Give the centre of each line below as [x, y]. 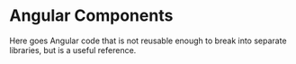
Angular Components [91, 16]
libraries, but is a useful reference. [73, 50]
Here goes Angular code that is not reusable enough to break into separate [148, 41]
